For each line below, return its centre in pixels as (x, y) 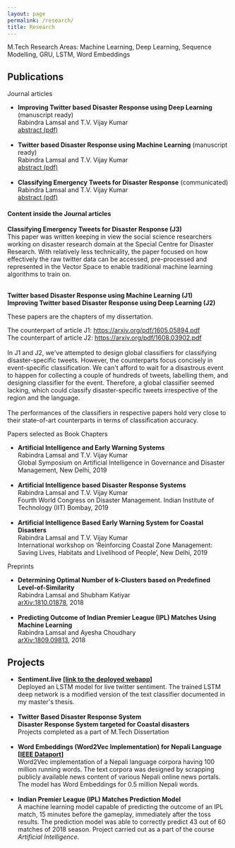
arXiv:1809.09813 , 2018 (52, 640)
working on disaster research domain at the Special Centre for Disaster (110, 244)
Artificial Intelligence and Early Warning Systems (91, 448)
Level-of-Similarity (46, 587)
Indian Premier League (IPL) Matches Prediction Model (99, 799)
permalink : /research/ (41, 20)
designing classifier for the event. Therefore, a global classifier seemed (111, 383)
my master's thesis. (46, 702)
